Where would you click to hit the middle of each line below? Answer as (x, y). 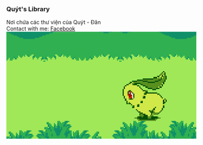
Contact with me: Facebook (41, 29)
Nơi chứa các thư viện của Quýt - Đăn (54, 22)
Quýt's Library (28, 9)
